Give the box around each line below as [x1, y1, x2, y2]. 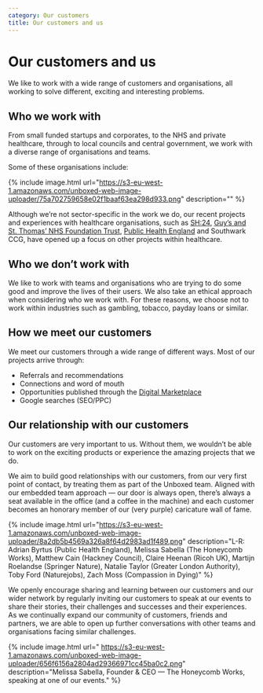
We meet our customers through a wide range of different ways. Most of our [8, 346, 255, 356]
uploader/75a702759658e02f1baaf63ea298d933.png [8, 194, 181, 204]
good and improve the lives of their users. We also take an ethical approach [8, 287, 253, 296]
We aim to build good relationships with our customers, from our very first [8, 471, 247, 480]
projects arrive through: [8, 355, 85, 365]
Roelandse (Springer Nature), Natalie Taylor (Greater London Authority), [8, 561, 241, 570]
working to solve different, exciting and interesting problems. [8, 87, 205, 97]
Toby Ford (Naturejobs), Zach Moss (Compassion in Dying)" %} [8, 570, 214, 579]
